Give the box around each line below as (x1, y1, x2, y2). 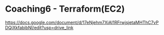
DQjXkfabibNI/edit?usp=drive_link (5, 24, 74, 30)
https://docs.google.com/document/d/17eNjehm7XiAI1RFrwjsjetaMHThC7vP (5, 19, 159, 25)
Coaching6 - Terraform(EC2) (5, 3, 125, 15)
